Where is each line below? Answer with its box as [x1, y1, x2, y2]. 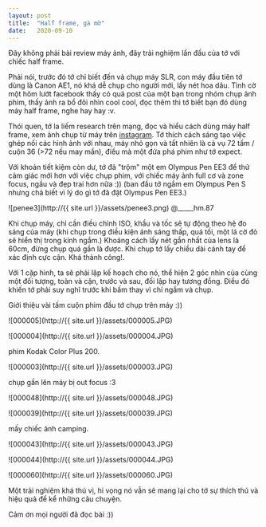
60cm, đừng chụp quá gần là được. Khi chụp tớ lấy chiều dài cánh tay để [8, 244, 247, 254]
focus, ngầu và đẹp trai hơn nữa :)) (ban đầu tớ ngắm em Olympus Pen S [8, 179, 246, 189]
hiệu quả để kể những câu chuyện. [8, 494, 122, 504]
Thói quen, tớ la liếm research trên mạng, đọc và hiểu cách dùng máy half [8, 121, 251, 132]
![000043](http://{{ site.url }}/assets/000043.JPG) [8, 439, 174, 449]
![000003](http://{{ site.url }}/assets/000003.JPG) [8, 362, 174, 372]
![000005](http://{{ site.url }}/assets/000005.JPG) [8, 316, 173, 325]
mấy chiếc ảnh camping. [8, 424, 89, 434]
